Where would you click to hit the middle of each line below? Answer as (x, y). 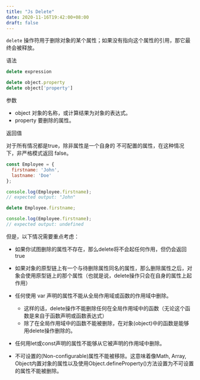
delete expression (29, 72)
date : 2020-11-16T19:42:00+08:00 (48, 17)
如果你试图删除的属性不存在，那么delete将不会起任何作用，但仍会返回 (101, 249)
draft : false (22, 23)
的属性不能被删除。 (38, 370)
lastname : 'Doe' (32, 175)
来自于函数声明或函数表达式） (71, 316)
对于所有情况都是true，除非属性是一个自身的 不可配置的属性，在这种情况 (95, 146)
